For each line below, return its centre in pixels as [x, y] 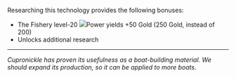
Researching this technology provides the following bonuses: [96, 10]
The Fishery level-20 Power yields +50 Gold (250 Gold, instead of [116, 25]
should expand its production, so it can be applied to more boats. [102, 67]
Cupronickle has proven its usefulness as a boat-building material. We [110, 60]
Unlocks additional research [58, 39]
